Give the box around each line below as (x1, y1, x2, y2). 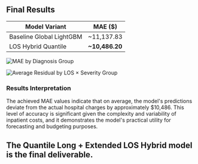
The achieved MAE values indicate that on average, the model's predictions (6, 98, 193, 105)
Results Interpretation (6, 83, 71, 92)
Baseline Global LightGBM (9, 32, 83, 41)
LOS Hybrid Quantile (9, 42, 67, 50)
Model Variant (25, 22, 67, 30)
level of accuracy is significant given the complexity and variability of (6, 110, 176, 117)
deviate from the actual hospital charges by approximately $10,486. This (6, 104, 184, 111)
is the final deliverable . (6, 149, 93, 160)
